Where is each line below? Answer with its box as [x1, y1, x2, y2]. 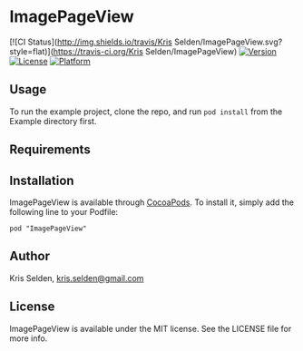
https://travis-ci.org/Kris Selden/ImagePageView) [53, 45, 238, 56]
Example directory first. [9, 115, 97, 126]
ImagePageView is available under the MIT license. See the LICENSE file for [9, 323, 292, 334]
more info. [9, 333, 48, 344]
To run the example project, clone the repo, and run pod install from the [9, 106, 283, 117]
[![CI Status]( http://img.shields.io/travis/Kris [9, 36, 172, 47]
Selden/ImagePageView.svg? [173, 36, 283, 47]
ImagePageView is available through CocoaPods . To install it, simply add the [9, 197, 295, 208]
